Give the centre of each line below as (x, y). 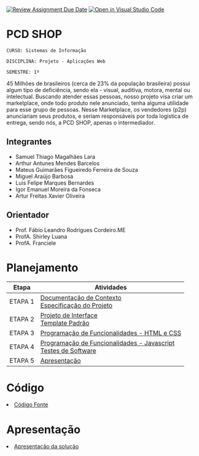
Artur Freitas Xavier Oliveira (50, 196)
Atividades (111, 287)
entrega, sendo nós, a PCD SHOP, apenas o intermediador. (81, 122)
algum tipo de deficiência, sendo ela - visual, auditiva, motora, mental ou (98, 90)
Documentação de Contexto (81, 298)
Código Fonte (31, 404)
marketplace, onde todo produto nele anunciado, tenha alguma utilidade (98, 103)
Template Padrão (65, 323)
